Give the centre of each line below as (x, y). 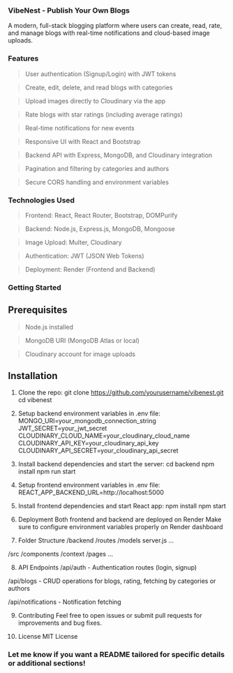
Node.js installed (49, 327)
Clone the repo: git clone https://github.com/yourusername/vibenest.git (121, 392)
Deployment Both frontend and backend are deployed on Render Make (120, 519)
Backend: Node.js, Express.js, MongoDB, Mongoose (100, 228)
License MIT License (48, 637)
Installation (33, 376)
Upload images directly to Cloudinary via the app (95, 101)
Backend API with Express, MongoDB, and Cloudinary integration (119, 155)
